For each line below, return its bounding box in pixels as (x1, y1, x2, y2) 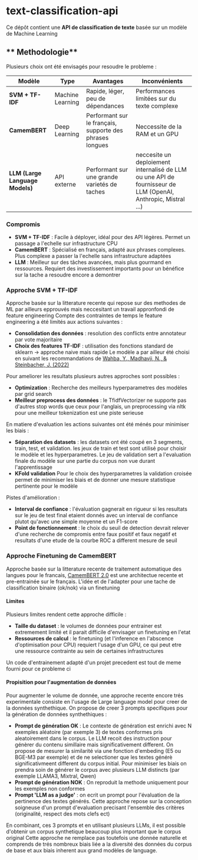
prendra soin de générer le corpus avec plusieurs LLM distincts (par (14, 766, 180, 774)
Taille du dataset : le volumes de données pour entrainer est (14, 622, 162, 629)
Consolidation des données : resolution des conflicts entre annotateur (14, 330, 187, 337)
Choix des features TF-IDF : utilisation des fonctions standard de (14, 342, 174, 350)
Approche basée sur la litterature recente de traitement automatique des (6, 565, 181, 572)
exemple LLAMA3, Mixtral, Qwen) (14, 772, 97, 780)
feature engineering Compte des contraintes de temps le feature (6, 312, 163, 319)
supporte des (86, 126, 123, 134)
